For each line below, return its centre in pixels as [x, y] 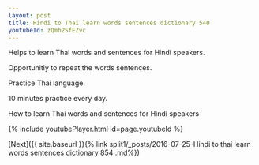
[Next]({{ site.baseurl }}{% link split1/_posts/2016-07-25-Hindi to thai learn [129, 144]
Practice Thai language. [47, 83]
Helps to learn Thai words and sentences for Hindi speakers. [107, 53]
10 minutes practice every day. [58, 99]
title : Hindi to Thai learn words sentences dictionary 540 [109, 23]
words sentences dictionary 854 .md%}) [74, 153]
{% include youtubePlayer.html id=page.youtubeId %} [96, 129]
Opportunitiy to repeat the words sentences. [80, 68]
